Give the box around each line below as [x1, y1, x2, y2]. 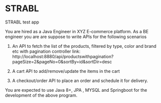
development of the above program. [5, 92, 78, 98]
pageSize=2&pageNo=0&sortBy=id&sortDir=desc [12, 59, 112, 64]
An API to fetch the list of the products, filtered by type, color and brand [12, 43, 157, 49]
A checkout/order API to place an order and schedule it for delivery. [12, 78, 148, 83]
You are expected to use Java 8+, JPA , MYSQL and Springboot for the [5, 87, 147, 93]
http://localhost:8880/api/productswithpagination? [12, 53, 114, 59]
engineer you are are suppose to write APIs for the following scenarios [5, 34, 147, 40]
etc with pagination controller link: [12, 48, 80, 54]
